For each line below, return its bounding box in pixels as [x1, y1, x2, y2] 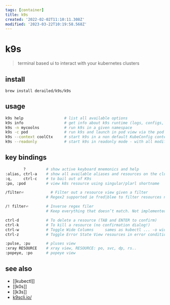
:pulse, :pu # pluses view [5, 241, 76, 246]
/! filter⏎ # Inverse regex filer [5, 204, 94, 209]
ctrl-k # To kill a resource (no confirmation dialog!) [5, 222, 151, 227]
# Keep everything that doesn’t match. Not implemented [46, 209, 166, 214]
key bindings [5, 153, 47, 162]
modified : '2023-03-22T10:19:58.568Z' [5, 21, 87, 27]
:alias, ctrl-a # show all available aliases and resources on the [5, 171, 157, 177]
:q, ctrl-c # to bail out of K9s [5, 176, 92, 181]
